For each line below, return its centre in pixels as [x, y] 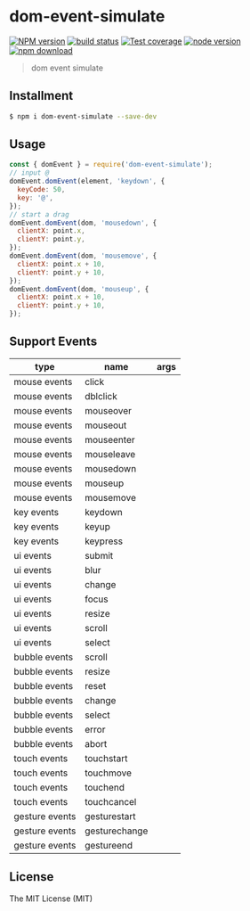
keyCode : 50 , [41, 190]
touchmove [108, 773]
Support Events [53, 342]
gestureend [109, 845]
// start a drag [39, 214]
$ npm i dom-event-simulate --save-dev [83, 116]
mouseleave [110, 454]
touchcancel [110, 801]
